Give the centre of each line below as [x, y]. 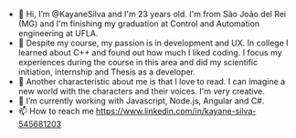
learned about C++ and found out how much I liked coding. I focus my [150, 53]
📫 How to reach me [56, 111]
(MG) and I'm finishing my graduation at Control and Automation [139, 24]
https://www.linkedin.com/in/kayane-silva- [176, 111]
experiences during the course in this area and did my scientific [138, 62]
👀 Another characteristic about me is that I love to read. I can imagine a [152, 81]
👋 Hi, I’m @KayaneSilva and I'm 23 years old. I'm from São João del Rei [152, 14]
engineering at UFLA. [58, 33]
